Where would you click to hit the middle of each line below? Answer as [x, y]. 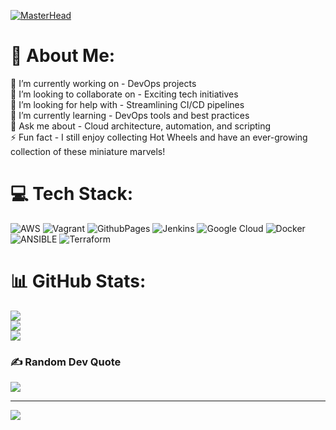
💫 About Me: [63, 56]
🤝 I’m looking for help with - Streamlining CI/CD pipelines [127, 104]
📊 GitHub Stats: [78, 281]
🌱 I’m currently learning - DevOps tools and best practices [130, 115]
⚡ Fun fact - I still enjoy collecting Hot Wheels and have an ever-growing [159, 137]
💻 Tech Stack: [72, 194]
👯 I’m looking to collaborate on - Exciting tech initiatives [124, 94]
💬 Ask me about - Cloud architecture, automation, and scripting [141, 126]
